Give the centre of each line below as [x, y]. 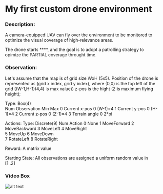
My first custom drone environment [79, 9]
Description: [20, 24]
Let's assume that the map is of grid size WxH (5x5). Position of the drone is [82, 78]
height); [13, 94]
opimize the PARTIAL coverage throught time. [51, 55]
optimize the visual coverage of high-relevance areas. [59, 40]
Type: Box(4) [18, 103]
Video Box [18, 176]
